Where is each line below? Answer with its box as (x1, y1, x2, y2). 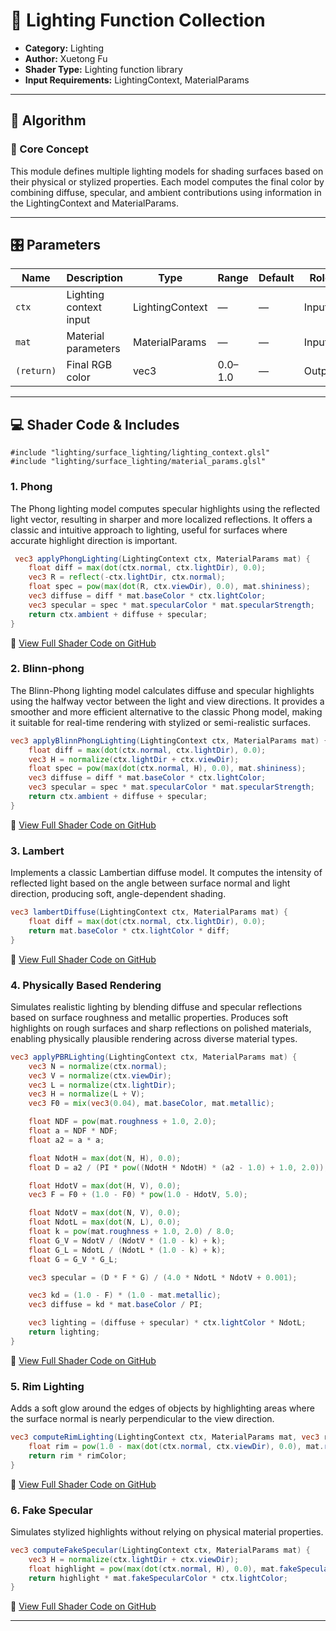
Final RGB (66, 358, 113, 372)
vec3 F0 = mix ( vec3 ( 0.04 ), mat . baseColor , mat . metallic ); (28, 1099, 275, 1109)
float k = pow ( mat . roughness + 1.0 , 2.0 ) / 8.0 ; (28, 1227, 235, 1237)
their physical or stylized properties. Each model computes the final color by (10, 175, 325, 188)
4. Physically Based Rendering (10, 978, 162, 992)
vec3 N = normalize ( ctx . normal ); (28, 1061, 168, 1071)
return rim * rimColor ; (28, 1450, 128, 1461)
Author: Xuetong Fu (24, 52, 108, 64)
